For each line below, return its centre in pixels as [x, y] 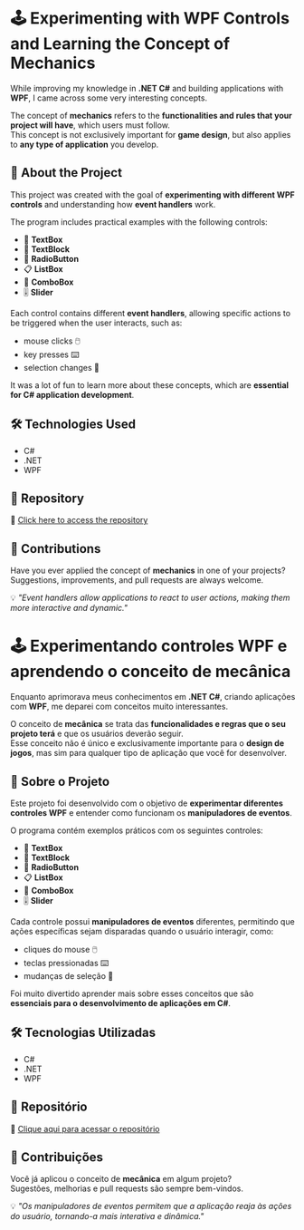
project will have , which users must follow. [90, 125]
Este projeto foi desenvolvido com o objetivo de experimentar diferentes [147, 803]
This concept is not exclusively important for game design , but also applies [151, 134]
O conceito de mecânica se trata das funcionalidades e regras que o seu [148, 724]
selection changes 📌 [62, 367]
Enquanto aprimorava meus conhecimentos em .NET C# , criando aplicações [153, 697]
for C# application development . [72, 394]
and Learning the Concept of [120, 44]
